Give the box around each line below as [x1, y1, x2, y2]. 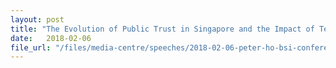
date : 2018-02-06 [10, 33, 92, 43]
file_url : [10, 42, 52, 53]
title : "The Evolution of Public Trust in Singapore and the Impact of [10, 24, 315, 34]
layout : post [10, 14, 65, 25]
